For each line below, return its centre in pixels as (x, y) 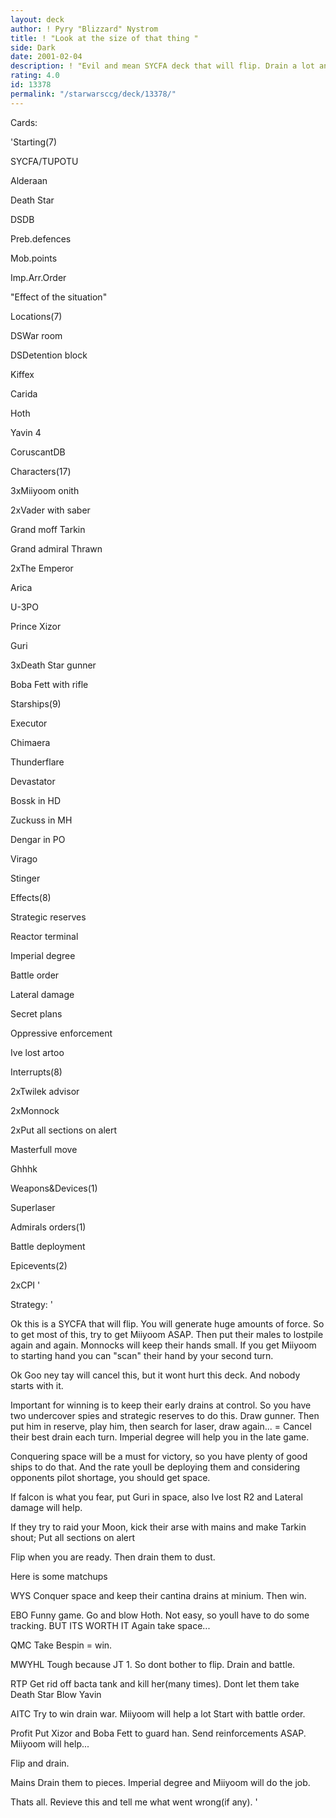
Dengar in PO (38, 839)
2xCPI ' (25, 1285)
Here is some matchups (59, 1576)
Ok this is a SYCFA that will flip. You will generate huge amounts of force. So (167, 1323)
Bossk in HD (36, 800)
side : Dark (33, 47)
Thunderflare (37, 762)
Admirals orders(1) (48, 1227)
